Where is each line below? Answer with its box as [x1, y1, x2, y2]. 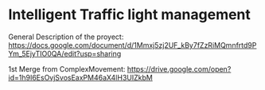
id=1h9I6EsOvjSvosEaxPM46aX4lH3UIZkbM [8, 72, 153, 82]
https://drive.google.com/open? [127, 64, 232, 73]
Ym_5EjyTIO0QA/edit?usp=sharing [8, 49, 122, 58]
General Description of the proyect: [8, 32, 124, 41]
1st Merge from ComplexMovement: [8, 64, 126, 73]
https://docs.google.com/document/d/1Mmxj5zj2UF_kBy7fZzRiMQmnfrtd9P [8, 40, 257, 49]
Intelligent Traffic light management [8, 6, 251, 24]
